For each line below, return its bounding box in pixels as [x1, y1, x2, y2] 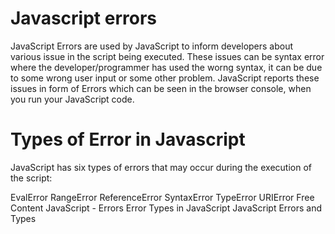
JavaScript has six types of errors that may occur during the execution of [10, 161, 312, 173]
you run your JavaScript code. [10, 93, 135, 105]
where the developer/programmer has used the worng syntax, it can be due [10, 61, 323, 73]
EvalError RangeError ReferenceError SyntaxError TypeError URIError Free [10, 191, 315, 203]
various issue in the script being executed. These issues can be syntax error [10, 50, 325, 62]
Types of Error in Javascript [10, 128, 246, 151]
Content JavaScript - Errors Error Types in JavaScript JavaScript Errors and [10, 202, 323, 214]
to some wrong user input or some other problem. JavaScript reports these [10, 72, 320, 84]
